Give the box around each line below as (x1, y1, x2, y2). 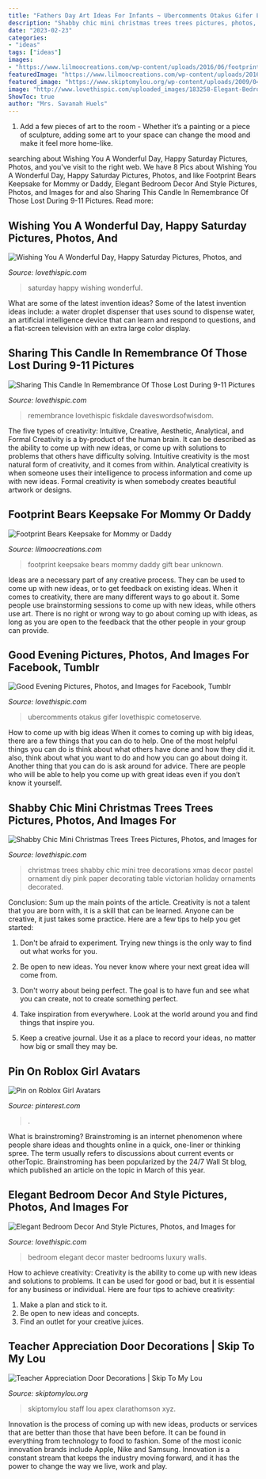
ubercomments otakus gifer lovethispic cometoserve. (27, 712, 202, 722)
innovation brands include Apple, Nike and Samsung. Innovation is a (8, 1444, 230, 1454)
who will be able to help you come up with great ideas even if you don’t (8, 770, 241, 780)
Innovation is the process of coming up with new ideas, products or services (8, 1419, 258, 1428)
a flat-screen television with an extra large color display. (8, 323, 192, 333)
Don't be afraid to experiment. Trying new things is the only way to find (19, 938, 252, 947)
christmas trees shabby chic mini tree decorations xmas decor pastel (27, 865, 253, 875)
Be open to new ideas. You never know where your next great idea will (19, 962, 249, 971)
